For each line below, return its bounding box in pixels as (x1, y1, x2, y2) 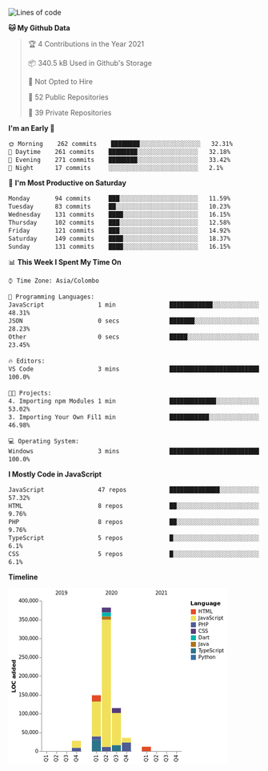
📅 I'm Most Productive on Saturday (8, 178, 126, 188)
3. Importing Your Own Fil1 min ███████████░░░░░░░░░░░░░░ (8, 413, 260, 421)
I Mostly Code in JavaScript (8, 469, 102, 479)
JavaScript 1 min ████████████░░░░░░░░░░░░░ (8, 301, 260, 309)
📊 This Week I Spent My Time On (8, 258, 122, 266)
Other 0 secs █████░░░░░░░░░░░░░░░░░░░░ (8, 333, 260, 341)
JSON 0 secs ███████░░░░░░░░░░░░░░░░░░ (8, 317, 260, 325)
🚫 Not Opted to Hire (27, 77, 94, 86)
